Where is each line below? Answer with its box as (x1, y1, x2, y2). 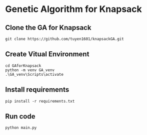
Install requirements (5, 86, 69, 94)
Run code (5, 112, 35, 121)
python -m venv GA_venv (5, 67, 55, 73)
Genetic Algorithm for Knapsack (5, 3, 142, 15)
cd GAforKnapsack (5, 63, 41, 68)
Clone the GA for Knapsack (5, 23, 91, 32)
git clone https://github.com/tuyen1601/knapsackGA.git (5, 36, 124, 41)
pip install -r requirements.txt (5, 99, 75, 104)
